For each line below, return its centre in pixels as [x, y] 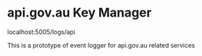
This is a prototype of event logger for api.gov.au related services [101, 45]
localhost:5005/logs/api [41, 32]
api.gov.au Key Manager [79, 13]
